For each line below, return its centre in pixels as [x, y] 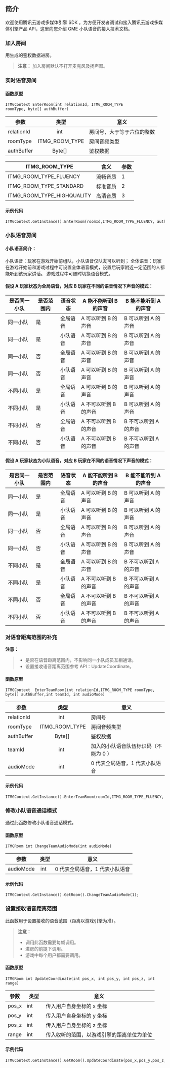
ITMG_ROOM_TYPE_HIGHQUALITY [50, 196]
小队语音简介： [21, 248]
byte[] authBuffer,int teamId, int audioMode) [55, 695]
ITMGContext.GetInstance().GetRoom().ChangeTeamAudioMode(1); [72, 895]
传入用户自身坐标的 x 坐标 [76, 1006]
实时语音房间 [21, 80]
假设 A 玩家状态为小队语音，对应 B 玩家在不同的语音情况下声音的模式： [79, 461]
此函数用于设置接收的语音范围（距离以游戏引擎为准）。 [62, 920]
